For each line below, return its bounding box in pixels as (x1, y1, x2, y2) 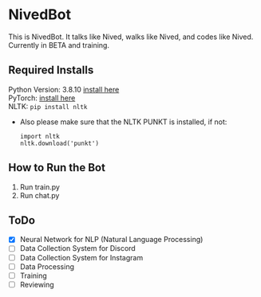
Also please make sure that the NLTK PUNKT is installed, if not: (19, 117, 227, 127)
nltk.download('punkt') (19, 139, 100, 147)
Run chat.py (19, 190, 60, 200)
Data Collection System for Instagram (19, 252, 144, 262)
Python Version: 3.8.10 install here (8, 84, 120, 94)
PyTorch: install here (8, 93, 76, 103)
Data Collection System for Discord (19, 244, 136, 253)
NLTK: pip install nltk (8, 101, 88, 111)
